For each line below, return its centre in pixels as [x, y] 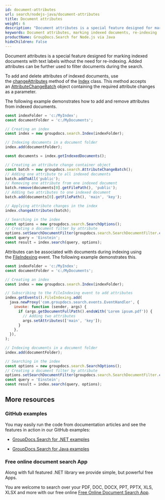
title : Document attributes [34, 19]
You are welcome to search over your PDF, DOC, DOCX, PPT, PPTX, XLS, [79, 487]
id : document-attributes [30, 10]
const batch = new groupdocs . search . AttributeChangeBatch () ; [69, 169]
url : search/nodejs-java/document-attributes [52, 14]
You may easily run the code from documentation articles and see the [76, 424]
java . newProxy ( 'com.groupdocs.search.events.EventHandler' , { [74, 302]
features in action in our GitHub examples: [48, 429]
